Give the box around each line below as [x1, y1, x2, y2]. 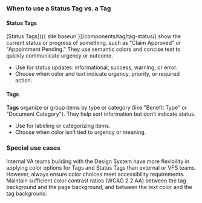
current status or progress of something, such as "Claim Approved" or [6, 39, 181, 47]
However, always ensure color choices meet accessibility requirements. [6, 170, 185, 178]
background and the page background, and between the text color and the [6, 183, 192, 190]
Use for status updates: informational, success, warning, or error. [15, 64, 178, 71]
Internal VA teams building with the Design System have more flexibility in [6, 158, 189, 165]
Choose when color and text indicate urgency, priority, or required [15, 70, 180, 78]
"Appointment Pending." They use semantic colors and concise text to [6, 45, 181, 53]
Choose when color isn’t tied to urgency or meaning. [15, 128, 146, 136]
